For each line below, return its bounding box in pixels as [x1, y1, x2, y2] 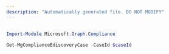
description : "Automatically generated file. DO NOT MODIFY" [6, 8, 165, 15]
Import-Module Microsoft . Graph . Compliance [6, 31, 116, 37]
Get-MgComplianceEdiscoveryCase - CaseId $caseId [6, 42, 132, 48]
